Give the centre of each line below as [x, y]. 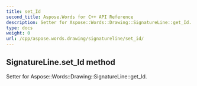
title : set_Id [24, 11]
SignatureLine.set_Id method [61, 62]
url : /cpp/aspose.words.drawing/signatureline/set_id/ [75, 39]
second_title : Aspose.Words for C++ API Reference [70, 17]
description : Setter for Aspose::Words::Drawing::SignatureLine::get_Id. [99, 22]
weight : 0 [18, 33]
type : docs [20, 28]
